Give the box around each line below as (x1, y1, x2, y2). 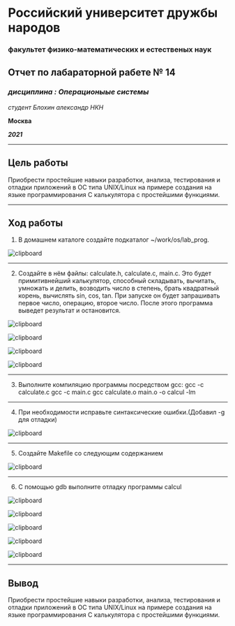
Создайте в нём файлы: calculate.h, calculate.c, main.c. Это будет (17, 269, 212, 277)
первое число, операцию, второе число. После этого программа (17, 299, 213, 307)
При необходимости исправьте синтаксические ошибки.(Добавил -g (17, 408, 225, 416)
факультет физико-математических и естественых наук (8, 45, 212, 54)
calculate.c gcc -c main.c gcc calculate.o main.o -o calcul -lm (17, 388, 196, 396)
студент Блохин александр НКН (8, 103, 104, 111)
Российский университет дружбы (8, 5, 218, 21)
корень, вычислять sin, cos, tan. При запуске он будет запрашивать (17, 291, 220, 300)
